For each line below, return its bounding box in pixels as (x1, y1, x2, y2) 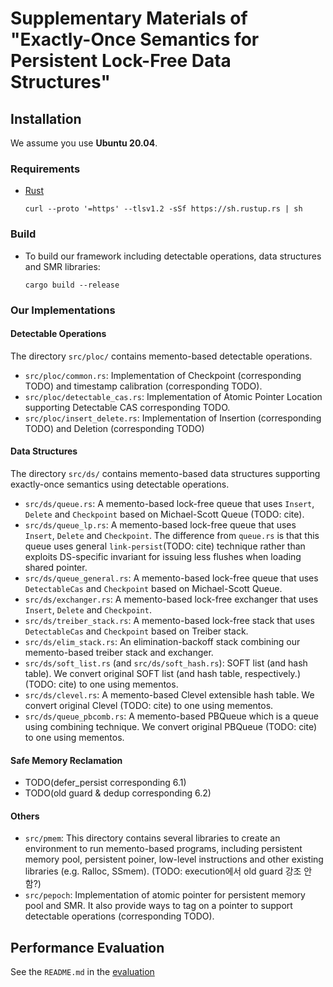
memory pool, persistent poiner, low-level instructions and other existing (24, 853, 324, 866)
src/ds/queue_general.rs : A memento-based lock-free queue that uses (24, 572, 319, 584)
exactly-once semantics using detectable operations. (10, 478, 230, 490)
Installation (10, 110, 82, 127)
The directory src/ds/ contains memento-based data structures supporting (10, 467, 321, 479)
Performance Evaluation (10, 939, 165, 956)
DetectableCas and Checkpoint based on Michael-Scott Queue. (24, 582, 283, 594)
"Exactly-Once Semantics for (10, 28, 260, 51)
